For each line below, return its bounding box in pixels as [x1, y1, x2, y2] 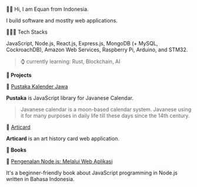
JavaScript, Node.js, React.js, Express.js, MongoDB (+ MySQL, [6, 40, 158, 47]
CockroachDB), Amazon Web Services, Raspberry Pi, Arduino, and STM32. [6, 46, 188, 53]
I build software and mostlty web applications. [6, 17, 118, 24]
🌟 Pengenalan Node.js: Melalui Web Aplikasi [6, 158, 113, 165]
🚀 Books [6, 146, 26, 153]
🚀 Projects [6, 71, 32, 78]
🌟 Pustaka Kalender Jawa [6, 83, 68, 90]
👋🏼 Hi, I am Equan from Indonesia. [6, 6, 89, 12]
